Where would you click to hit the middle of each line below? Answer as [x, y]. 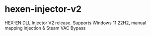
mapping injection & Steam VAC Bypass [45, 28]
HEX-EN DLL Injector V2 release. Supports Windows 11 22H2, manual [75, 23]
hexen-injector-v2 [43, 9]
